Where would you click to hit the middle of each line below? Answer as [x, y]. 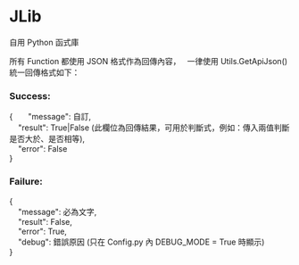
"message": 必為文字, [57, 211]
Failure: [26, 182]
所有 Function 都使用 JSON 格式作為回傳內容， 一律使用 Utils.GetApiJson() [149, 61]
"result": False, [45, 221]
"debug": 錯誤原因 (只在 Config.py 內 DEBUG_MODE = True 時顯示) [141, 242]
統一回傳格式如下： [45, 72]
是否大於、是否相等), [47, 139]
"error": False [42, 149]
